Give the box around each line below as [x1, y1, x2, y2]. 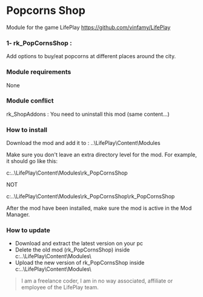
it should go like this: [6, 158, 58, 165]
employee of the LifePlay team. [21, 284, 99, 291]
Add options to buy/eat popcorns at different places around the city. [6, 53, 176, 60]
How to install [6, 125, 47, 134]
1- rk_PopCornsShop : [6, 39, 72, 47]
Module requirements [6, 68, 72, 76]
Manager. [6, 211, 30, 218]
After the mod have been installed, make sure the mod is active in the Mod [6, 204, 192, 212]
